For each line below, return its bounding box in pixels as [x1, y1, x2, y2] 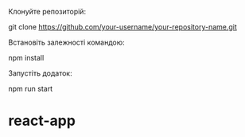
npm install [8, 53, 45, 62]
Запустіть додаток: [8, 68, 73, 78]
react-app [8, 112, 76, 130]
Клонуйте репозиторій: [8, 7, 86, 16]
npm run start [8, 84, 53, 93]
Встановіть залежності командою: [8, 37, 125, 47]
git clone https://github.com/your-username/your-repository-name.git [8, 22, 237, 31]
